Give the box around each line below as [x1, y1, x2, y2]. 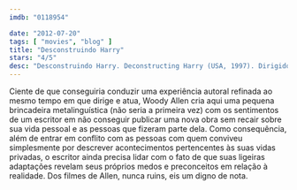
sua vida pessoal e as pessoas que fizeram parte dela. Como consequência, [9, 124, 287, 133]
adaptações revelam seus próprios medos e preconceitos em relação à [9, 161, 268, 171]
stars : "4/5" [9, 54, 57, 63]
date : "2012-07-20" [9, 28, 81, 38]
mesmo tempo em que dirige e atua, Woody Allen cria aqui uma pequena [9, 95, 275, 106]
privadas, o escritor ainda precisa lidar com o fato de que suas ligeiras [9, 152, 265, 162]
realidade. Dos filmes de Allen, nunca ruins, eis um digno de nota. [9, 171, 248, 181]
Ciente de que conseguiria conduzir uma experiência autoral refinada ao [9, 86, 273, 96]
